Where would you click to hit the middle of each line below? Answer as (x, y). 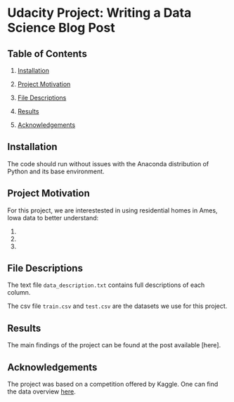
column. (19, 293)
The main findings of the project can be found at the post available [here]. (114, 345)
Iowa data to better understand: (53, 217)
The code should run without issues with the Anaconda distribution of (108, 163)
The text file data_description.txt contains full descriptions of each (106, 285)
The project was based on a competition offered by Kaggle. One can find (113, 384)
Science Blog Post (61, 28)
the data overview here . (41, 391)
